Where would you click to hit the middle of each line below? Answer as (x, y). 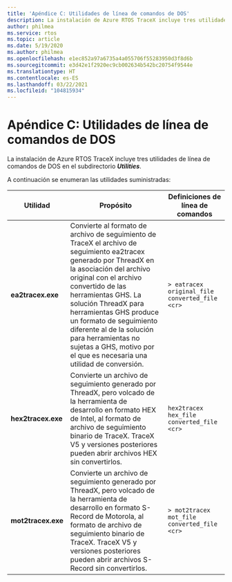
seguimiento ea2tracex (107, 252)
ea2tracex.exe (35, 295)
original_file (191, 292)
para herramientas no (105, 338)
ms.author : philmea (35, 53)
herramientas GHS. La (106, 295)
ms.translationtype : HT (41, 71)
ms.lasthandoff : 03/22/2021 (48, 84)
